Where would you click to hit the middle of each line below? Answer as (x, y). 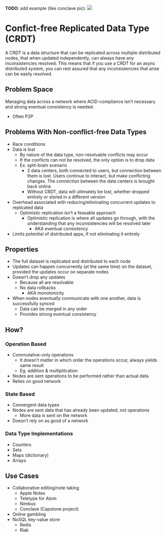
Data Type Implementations (39, 434)
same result (32, 365)
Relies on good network (36, 381)
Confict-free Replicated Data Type (77, 29)
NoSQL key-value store (36, 520)
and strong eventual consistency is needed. (50, 106)
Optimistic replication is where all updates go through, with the (91, 218)
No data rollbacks (38, 288)
